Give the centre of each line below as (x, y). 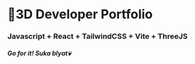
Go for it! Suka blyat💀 (39, 53)
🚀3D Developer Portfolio (80, 14)
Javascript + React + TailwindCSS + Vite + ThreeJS (97, 37)
